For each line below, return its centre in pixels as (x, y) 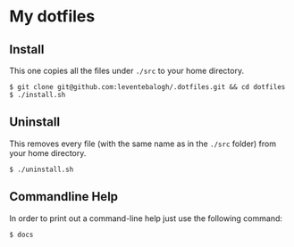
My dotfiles (52, 16)
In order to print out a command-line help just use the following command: (146, 218)
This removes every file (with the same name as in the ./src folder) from (143, 144)
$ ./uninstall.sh (42, 169)
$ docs (21, 235)
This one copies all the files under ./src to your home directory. (126, 70)
